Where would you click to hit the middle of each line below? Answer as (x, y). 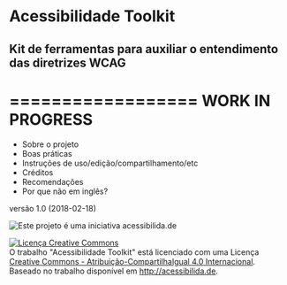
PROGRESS (51, 119)
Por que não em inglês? (65, 191)
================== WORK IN (140, 100)
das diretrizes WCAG (68, 62)
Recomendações (53, 181)
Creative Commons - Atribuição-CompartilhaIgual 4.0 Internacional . (132, 261)
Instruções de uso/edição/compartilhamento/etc (110, 163)
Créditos (38, 172)
